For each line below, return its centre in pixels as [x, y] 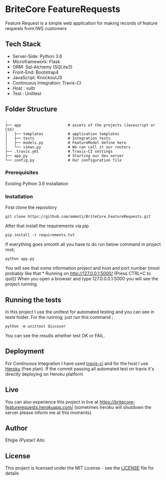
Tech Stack [23, 44]
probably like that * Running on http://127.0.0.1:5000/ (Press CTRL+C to [78, 273]
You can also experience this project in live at [52, 402]
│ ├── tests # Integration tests [58, 138]
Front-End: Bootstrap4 [35, 72]
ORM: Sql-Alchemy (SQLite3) [42, 67]
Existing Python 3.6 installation [37, 183]
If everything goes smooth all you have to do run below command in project [83, 244]
